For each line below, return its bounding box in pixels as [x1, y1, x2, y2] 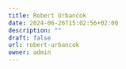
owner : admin [8, 48, 52, 56]
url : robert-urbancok [8, 41, 80, 49]
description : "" [8, 26, 62, 34]
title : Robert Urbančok [8, 11, 87, 20]
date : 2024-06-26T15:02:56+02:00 [8, 19, 119, 27]
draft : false [8, 33, 52, 42]
